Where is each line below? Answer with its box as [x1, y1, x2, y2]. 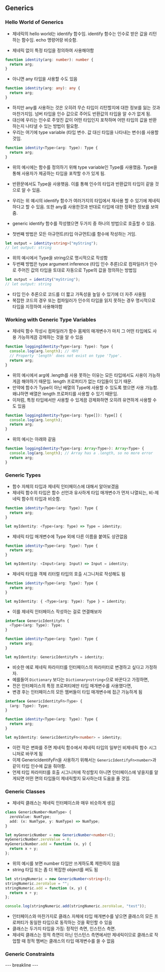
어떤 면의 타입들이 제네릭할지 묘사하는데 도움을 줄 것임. [25, 775, 131, 781]
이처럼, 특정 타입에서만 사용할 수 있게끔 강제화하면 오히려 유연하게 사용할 [12, 397, 152, 402]
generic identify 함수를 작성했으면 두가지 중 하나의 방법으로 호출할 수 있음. [12, 220, 156, 226]
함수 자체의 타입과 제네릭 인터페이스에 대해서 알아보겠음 [12, 484, 119, 489]
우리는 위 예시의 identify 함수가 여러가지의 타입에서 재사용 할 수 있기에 [12, 197, 147, 203]
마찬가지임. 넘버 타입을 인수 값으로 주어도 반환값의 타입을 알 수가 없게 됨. [12, 111, 152, 117]
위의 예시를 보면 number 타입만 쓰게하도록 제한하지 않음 [12, 860, 120, 866]
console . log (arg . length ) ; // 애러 [9, 349, 78, 354]
